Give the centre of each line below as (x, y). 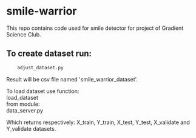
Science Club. (24, 34)
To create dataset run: (49, 54)
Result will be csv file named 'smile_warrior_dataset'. (72, 79)
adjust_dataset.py (40, 67)
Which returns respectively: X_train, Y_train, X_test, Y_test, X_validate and (98, 122)
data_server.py (25, 110)
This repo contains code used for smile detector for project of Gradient (95, 28)
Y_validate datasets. (31, 128)
